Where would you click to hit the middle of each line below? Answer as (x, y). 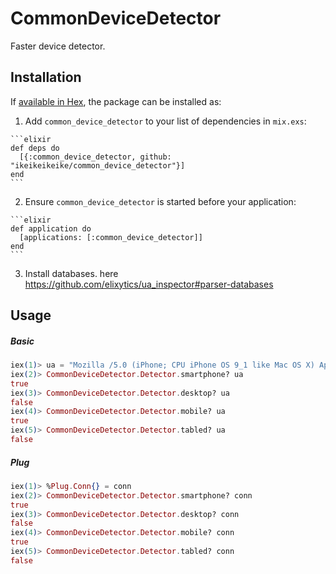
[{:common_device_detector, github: (95, 157)
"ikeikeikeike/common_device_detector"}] (98, 165)
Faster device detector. (58, 46)
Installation (46, 77)
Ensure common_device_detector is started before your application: (160, 201)
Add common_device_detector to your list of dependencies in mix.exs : (165, 121)
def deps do (35, 148)
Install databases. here (71, 273)
